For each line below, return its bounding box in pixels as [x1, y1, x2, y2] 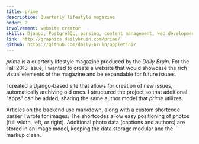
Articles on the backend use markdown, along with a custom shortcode [6, 106, 181, 113]
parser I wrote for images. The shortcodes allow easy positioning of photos [6, 112, 190, 119]
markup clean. [6, 131, 41, 138]
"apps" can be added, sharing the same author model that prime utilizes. [6, 94, 184, 101]
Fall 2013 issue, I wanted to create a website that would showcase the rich [6, 64, 188, 71]
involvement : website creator [6, 25, 81, 31]
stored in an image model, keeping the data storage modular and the [6, 125, 174, 132]
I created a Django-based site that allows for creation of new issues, [6, 82, 173, 89]
